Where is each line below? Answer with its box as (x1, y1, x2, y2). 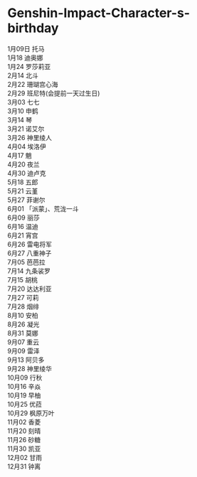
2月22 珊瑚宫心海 (7, 80, 58, 88)
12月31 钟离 (7, 462, 41, 471)
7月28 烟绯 (7, 302, 40, 311)
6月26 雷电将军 (7, 240, 52, 248)
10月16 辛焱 (7, 382, 41, 390)
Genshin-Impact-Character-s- (7, 5, 191, 21)
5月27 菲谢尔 (7, 195, 46, 204)
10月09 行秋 (7, 373, 43, 382)
